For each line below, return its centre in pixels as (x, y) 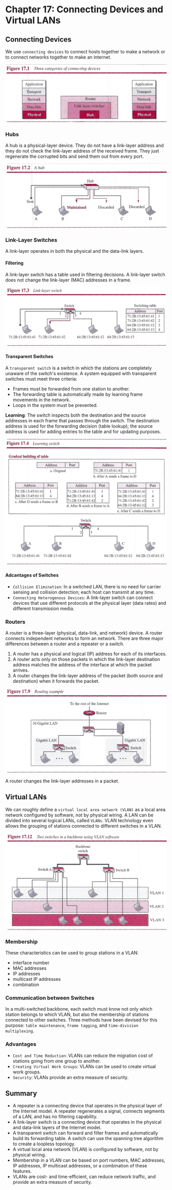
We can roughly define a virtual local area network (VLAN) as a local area (85, 809)
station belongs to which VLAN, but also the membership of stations (77, 1015)
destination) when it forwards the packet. (56, 681)
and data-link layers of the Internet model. (57, 1128)
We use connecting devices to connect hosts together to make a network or (85, 52)
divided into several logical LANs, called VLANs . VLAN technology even (79, 820)
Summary (21, 1093)
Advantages (21, 1044)
